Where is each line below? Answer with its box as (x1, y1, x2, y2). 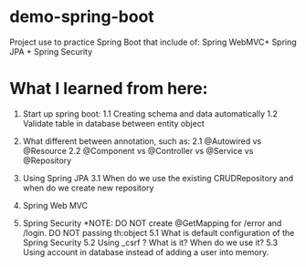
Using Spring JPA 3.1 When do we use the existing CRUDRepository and (22, 172, 294, 183)
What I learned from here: (9, 78, 208, 99)
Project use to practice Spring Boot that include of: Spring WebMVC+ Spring (9, 36, 297, 47)
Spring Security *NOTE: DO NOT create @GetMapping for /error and (22, 217, 282, 229)
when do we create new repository (22, 182, 154, 193)
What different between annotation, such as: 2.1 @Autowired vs (22, 135, 262, 147)
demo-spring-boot (9, 6, 155, 27)
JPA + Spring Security (9, 46, 93, 56)
